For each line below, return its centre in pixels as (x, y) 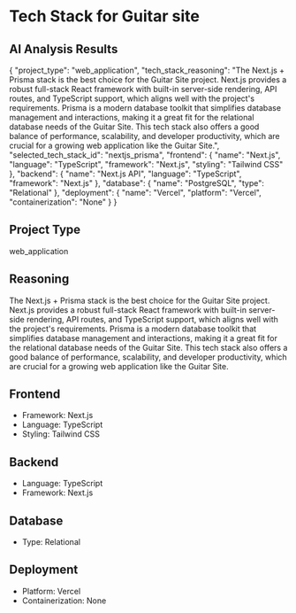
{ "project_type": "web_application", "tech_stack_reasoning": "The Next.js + (147, 70)
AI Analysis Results (64, 49)
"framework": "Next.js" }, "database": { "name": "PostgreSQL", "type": (137, 183)
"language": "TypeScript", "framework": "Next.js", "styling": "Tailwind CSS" (146, 164)
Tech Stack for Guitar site (105, 16)
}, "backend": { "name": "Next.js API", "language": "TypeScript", (125, 174)
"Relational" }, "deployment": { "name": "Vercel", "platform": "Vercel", (136, 193)
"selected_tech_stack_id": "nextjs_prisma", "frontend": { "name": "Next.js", (145, 155)
